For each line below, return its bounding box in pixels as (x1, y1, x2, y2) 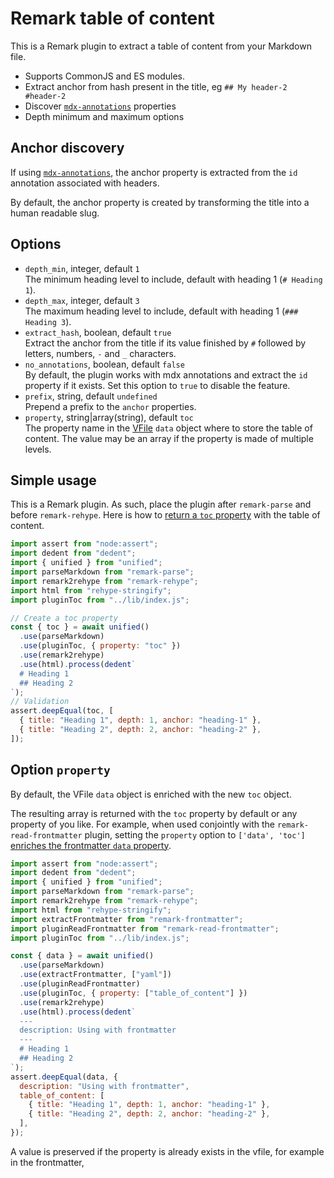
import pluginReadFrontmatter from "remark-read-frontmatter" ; (10, 923, 280, 934)
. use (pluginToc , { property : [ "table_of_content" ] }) (19, 988, 248, 998)
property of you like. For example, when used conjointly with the (10, 818, 275, 830)
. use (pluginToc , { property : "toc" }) (19, 641, 182, 651)
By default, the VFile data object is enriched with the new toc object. (10, 788, 292, 800)
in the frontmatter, (10, 1156, 85, 1168)
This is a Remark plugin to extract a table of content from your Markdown (10, 40, 312, 52)
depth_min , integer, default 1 (24, 262, 140, 274)
